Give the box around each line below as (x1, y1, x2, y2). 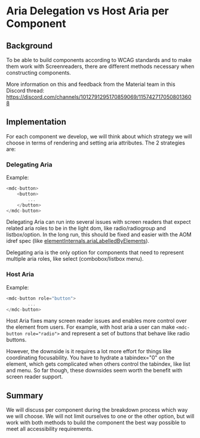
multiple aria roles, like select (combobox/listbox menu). (6, 255, 144, 263)
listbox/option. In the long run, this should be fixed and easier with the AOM (6, 231, 192, 238)
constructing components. (6, 69, 72, 76)
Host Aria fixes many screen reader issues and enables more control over (6, 317, 187, 325)
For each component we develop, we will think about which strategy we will (6, 132, 192, 140)
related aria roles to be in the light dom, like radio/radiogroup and (6, 225, 166, 232)
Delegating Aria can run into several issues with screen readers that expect (6, 218, 191, 226)
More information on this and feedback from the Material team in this (6, 81, 176, 88)
